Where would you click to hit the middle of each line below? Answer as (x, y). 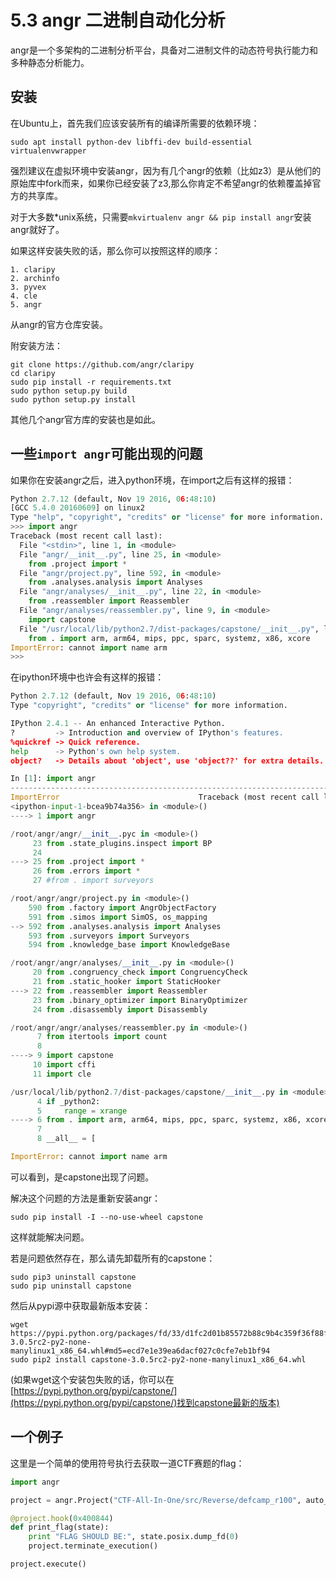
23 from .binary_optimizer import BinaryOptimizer (140, 1000)
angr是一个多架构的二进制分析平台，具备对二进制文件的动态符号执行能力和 (164, 50)
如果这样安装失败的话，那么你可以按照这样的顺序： (115, 250)
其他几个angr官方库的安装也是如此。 (85, 419)
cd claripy (33, 373)
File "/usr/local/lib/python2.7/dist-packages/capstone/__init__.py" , (169, 629)
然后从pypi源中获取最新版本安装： (81, 1305)
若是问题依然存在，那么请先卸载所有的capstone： (113, 1258)
